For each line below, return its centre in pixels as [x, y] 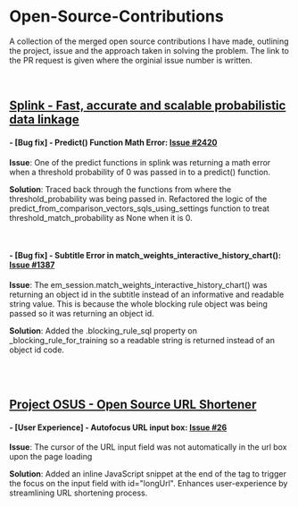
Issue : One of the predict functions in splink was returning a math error [140, 162]
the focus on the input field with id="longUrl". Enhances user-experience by [149, 484]
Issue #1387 [32, 265]
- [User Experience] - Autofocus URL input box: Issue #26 [118, 427]
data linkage [44, 119]
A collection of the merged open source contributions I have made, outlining [149, 41]
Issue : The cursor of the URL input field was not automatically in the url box [148, 447]
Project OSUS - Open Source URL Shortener [133, 405]
